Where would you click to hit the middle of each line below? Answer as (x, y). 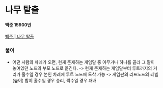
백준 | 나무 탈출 (20, 37)
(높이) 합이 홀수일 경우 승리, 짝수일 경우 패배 (54, 80)
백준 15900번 (18, 24)
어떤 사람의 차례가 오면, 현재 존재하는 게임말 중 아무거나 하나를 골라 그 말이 (83, 62)
